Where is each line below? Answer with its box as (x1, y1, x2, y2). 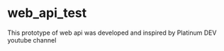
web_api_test (7, 5, 87, 21)
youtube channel (7, 35, 57, 44)
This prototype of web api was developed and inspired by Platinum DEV (7, 28, 217, 37)
